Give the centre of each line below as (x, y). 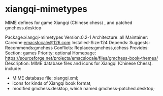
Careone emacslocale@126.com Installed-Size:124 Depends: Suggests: (78, 42)
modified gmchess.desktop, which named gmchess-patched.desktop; (83, 88)
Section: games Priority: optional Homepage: (50, 53)
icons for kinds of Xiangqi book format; (52, 83)
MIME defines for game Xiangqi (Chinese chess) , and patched (69, 23)
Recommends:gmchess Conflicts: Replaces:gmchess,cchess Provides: (77, 48)
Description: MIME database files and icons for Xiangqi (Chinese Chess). (79, 63)
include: (13, 68)
